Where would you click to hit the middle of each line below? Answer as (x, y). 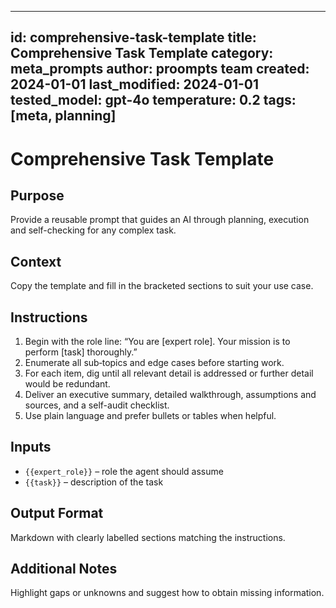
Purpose (37, 195)
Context (36, 261)
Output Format (57, 513)
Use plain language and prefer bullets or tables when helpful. (150, 416)
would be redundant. (67, 384)
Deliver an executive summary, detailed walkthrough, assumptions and (170, 395)
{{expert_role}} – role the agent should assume (124, 471)
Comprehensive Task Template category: (142, 53)
